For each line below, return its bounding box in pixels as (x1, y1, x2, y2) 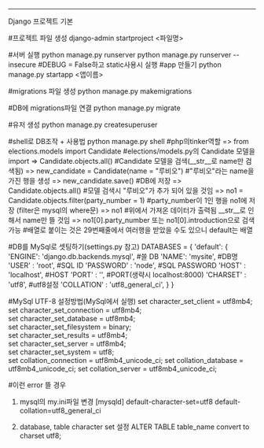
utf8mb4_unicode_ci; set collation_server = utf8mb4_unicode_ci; (8, 364, 218, 373)
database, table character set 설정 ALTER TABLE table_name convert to (19, 422, 250, 431)
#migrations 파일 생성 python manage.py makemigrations (8, 87, 192, 95)
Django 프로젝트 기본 (8, 17, 73, 26)
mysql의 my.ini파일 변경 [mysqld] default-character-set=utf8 (19, 397, 214, 406)
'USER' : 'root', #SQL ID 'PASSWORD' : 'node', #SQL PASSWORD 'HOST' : (8, 261, 246, 270)
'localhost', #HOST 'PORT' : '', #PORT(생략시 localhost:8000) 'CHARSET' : (8, 270, 247, 280)
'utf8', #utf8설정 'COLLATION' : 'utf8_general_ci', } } (8, 280, 174, 289)
